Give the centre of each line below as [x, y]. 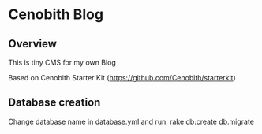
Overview [33, 44]
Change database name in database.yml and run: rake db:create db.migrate [131, 121]
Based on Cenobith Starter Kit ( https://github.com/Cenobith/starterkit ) [122, 78]
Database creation [54, 103]
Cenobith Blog [56, 15]
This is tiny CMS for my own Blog [62, 62]
